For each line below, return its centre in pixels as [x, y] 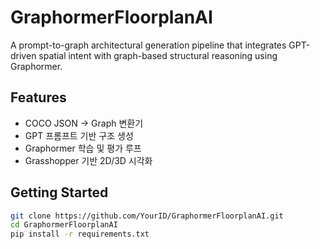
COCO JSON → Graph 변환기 [84, 123]
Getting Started [59, 192]
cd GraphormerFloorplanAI [64, 225]
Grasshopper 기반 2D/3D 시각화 [88, 160]
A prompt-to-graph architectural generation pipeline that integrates [148, 45]
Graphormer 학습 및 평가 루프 [83, 148]
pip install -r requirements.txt [80, 234]
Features [38, 97]
